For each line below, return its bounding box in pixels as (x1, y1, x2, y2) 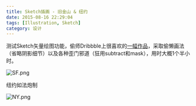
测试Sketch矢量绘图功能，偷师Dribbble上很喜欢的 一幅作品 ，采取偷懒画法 (6, 42, 185, 49)
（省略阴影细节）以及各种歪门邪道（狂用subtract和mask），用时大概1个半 (6, 50, 185, 57)
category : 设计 (6, 25, 42, 32)
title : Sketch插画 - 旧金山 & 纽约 (6, 8, 88, 15)
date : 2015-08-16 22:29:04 (6, 14, 73, 20)
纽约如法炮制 (6, 82, 37, 89)
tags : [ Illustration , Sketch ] (6, 20, 81, 26)
